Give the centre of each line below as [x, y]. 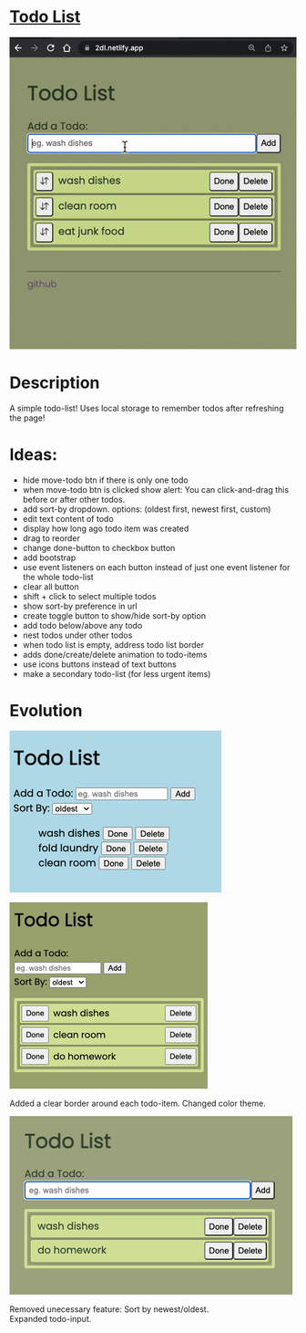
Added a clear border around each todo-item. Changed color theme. [138, 1104]
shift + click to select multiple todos [89, 596]
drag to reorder [51, 538]
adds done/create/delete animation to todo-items [115, 654]
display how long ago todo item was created [106, 528]
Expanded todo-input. [51, 1319]
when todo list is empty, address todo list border [113, 644]
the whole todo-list [58, 577]
